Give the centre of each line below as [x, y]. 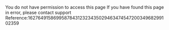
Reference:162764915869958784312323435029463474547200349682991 [84, 18]
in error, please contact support [38, 12]
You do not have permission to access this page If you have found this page [84, 7]
